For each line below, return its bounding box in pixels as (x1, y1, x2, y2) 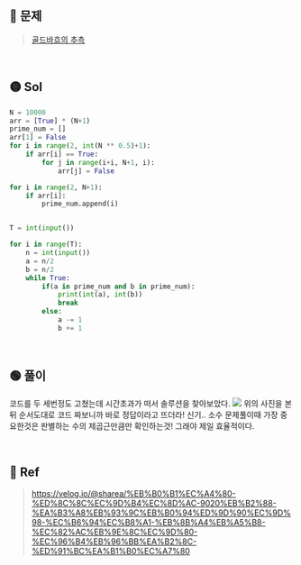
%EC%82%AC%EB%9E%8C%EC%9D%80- (31, 526, 198, 538)
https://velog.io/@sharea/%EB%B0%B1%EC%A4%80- (31, 488, 236, 499)
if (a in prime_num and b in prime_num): (41, 282, 196, 291)
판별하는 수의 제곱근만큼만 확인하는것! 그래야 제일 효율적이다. (40, 420, 255, 431)
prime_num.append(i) (41, 199, 119, 209)
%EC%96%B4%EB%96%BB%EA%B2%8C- (31, 536, 197, 547)
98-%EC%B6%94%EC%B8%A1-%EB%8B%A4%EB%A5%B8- (31, 517, 266, 528)
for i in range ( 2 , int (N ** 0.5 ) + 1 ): (9, 141, 151, 150)
